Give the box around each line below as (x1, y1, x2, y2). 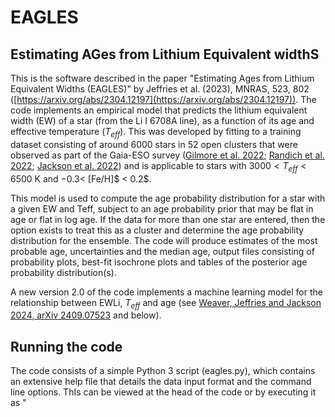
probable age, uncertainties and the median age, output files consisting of (10, 245, 315, 257)
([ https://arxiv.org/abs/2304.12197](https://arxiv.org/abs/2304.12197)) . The (10, 94, 317, 105)
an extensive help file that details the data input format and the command (10, 376, 312, 388)
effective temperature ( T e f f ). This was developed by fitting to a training (10, 126, 302, 140)
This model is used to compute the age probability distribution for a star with (10, 192, 326, 204)
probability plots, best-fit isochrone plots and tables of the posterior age (10, 256, 308, 268)
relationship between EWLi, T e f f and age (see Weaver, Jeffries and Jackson (10, 296, 322, 311)
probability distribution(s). (10, 266, 117, 278)
